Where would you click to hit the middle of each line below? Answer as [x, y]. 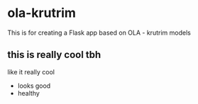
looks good [34, 86]
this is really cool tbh [54, 55]
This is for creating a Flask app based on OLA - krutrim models [99, 33]
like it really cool [31, 71]
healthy [29, 93]
